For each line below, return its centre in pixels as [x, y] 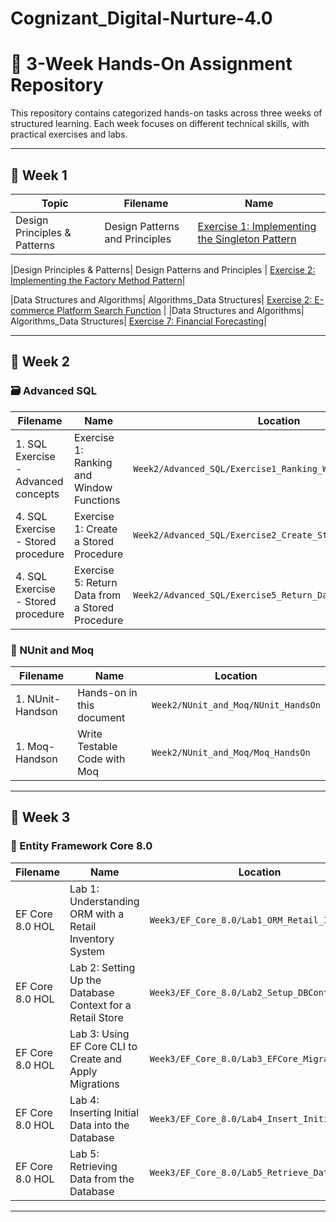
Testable [97, 746]
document [101, 717]
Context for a [100, 1005]
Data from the [102, 1179]
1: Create [95, 529]
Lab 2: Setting [102, 967]
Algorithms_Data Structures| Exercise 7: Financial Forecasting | [138, 321]
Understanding [104, 901]
